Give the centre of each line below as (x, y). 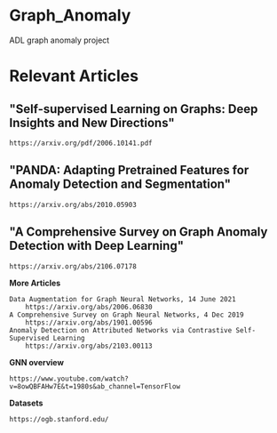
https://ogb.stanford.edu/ (59, 419)
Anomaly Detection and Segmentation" (120, 184)
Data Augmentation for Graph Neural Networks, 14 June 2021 (123, 299)
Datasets (26, 403)
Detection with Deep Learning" (97, 246)
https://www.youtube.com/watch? (69, 379)
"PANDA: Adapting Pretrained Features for (129, 170)
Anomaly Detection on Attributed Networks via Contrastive (121, 330)
